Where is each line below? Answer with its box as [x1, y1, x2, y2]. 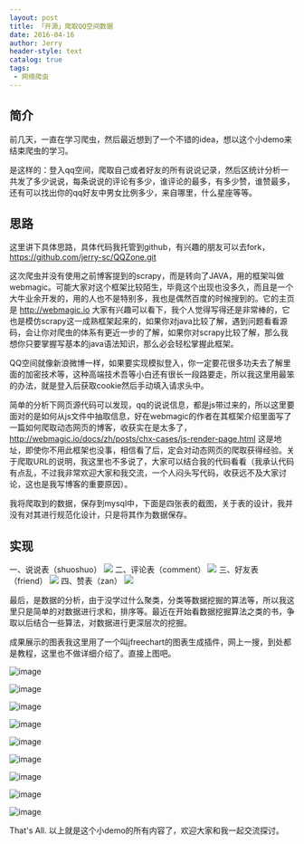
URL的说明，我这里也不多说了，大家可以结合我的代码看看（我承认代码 [33, 456, 295, 467]
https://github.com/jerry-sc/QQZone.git [9, 252, 157, 263]
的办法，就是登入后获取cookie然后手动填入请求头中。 [9, 380, 210, 391]
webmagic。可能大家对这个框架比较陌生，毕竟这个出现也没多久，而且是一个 [9, 282, 294, 293]
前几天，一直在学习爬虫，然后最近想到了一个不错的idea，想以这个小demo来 [9, 133, 292, 145]
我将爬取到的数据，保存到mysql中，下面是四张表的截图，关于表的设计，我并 [9, 498, 294, 509]
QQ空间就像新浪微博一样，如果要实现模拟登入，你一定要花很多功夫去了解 [9, 358, 283, 369]
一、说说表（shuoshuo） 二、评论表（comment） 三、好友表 [9, 564, 260, 575]
